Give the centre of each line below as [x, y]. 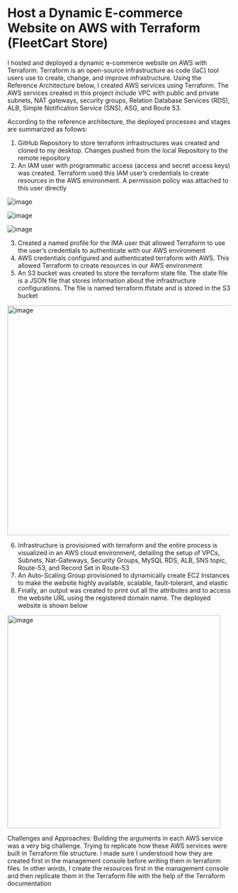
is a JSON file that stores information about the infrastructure [107, 280]
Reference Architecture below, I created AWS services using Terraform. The [118, 85]
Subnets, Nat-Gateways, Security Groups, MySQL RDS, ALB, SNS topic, [122, 560]
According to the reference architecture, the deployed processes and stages [119, 121]
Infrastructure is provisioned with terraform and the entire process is [118, 545]
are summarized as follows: [47, 129]
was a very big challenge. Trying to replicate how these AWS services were [117, 846]
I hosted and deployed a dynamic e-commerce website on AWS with [107, 62]
